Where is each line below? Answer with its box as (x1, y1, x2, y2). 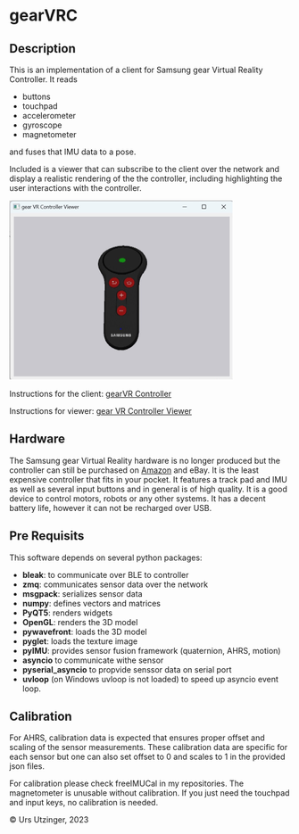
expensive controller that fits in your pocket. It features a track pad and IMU (9, 474, 287, 484)
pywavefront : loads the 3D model (21, 626, 147, 637)
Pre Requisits (9, 528, 85, 544)
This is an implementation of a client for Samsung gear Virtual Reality (9, 64, 263, 75)
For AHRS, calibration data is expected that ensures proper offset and (9, 732, 265, 743)
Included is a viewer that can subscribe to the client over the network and (9, 164, 279, 174)
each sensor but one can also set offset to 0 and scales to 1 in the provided (9, 751, 286, 763)
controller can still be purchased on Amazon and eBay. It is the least (9, 465, 259, 475)
